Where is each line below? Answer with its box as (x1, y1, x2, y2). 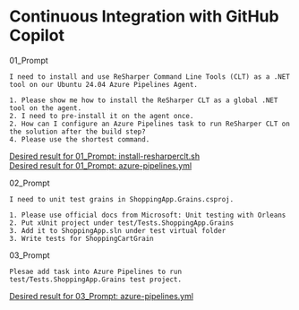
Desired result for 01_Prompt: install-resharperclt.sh (9, 151, 200, 161)
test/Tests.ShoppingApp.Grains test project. (9, 275, 182, 284)
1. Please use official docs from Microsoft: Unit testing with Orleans (9, 211, 286, 220)
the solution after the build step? (9, 127, 146, 136)
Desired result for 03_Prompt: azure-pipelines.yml (9, 290, 194, 301)
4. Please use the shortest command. (9, 134, 150, 144)
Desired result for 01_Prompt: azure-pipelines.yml (9, 159, 192, 171)
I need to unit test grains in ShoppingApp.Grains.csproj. (9, 194, 235, 203)
